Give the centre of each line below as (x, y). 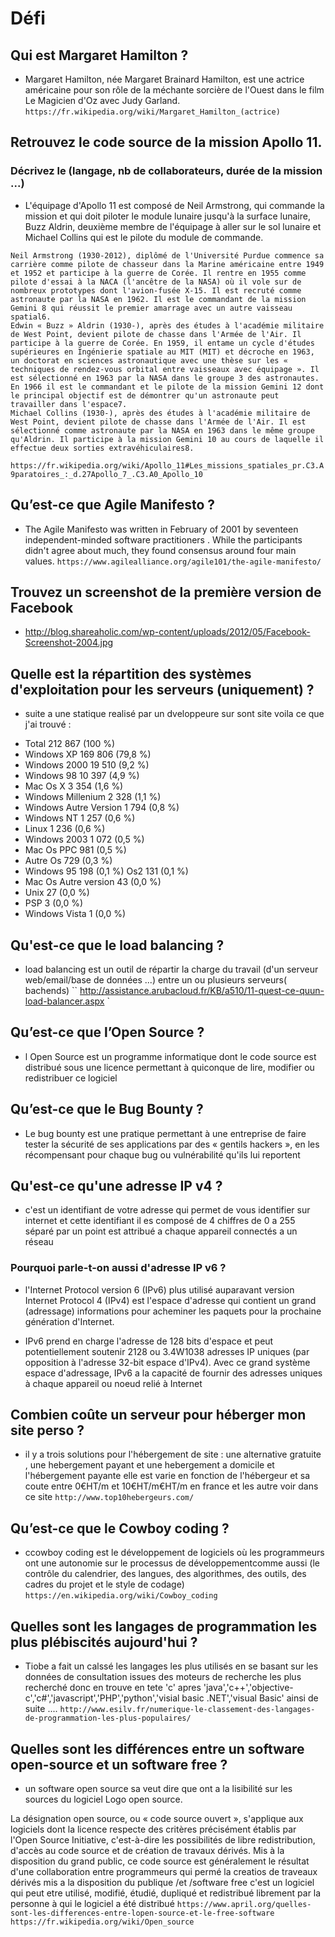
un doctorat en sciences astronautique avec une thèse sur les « (149, 360)
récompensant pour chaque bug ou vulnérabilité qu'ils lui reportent (162, 1154)
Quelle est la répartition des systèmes (131, 673)
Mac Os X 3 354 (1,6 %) (74, 786)
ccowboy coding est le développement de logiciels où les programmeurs (174, 1553)
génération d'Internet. (69, 1321)
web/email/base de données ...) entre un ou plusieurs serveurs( (156, 979)
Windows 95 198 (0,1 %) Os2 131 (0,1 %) (106, 871)
